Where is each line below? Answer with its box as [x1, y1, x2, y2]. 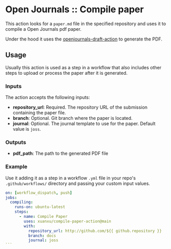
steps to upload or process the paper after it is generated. [5, 70, 128, 76]
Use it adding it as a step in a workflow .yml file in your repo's [5, 175, 136, 181]
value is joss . [12, 126, 41, 132]
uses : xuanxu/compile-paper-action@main [24, 219, 111, 224]
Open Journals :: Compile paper [5, 4, 144, 15]
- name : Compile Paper [18, 214, 68, 219]
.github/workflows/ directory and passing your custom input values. [5, 180, 150, 186]
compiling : [10, 200, 33, 205]
